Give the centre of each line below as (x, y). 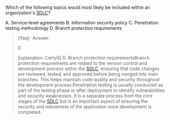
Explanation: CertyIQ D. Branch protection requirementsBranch (83, 58)
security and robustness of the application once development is (84, 106)
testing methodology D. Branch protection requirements (64, 28)
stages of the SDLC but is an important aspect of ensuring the (83, 101)
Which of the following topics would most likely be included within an (78, 7)
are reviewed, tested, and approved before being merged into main (88, 74)
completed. (30, 112)
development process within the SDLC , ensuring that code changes (89, 69)
